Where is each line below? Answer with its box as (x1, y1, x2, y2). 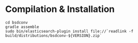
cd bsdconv (5, 20, 28, 25)
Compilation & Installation (5, 3, 115, 15)
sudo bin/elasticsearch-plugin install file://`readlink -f (5, 28, 134, 33)
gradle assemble (5, 24, 39, 29)
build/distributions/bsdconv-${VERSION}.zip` (5, 33, 102, 38)
